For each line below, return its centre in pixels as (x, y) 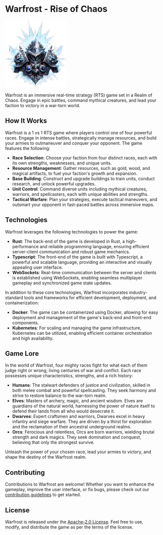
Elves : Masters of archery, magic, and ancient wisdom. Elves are (77, 401)
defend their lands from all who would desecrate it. (63, 411)
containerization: (22, 302)
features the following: (28, 148)
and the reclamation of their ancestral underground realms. (72, 427)
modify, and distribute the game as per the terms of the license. (69, 527)
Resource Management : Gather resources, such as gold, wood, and (81, 168)
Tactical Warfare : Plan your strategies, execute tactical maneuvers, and (85, 199)
